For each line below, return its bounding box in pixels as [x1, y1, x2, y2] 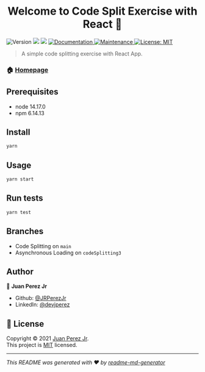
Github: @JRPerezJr [15, 295, 67, 302]
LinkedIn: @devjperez [15, 301, 70, 309]
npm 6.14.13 [15, 109, 45, 116]
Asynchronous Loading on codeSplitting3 [15, 249, 121, 256]
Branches [6, 226, 44, 237]
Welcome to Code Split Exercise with [7, 4, 198, 18]
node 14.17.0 [15, 102, 46, 110]
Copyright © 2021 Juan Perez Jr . [6, 335, 89, 342]
